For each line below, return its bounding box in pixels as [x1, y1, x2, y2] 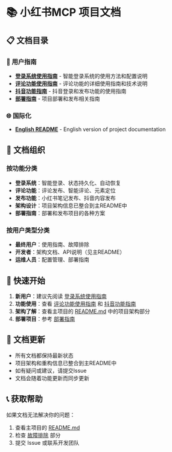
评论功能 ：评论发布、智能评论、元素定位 [14, 187, 116, 194]
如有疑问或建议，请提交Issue [14, 367, 87, 374]
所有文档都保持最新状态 [14, 352, 74, 359]
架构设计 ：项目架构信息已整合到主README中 [14, 202, 128, 209]
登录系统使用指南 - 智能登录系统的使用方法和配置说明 [14, 72, 148, 79]
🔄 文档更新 [6, 335, 45, 345]
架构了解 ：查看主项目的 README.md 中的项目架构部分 [14, 308, 150, 315]
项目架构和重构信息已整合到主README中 [14, 359, 117, 366]
